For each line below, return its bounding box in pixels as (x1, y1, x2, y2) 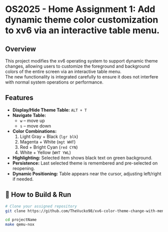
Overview (5, 44, 36, 53)
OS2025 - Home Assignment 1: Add (5, 3, 155, 15)
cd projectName (5, 217, 37, 222)
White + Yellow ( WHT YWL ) (19, 149, 71, 155)
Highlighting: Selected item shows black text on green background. (12, 154, 152, 160)
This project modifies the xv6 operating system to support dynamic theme (5, 58, 158, 63)
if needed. (12, 176, 34, 182)
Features (5, 93, 33, 102)
